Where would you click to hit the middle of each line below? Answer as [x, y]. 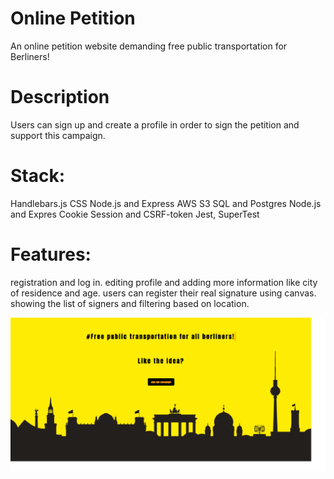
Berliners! [30, 56]
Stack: [38, 176]
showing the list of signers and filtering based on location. [130, 303]
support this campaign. [58, 135]
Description [60, 97]
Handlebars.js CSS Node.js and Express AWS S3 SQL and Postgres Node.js [166, 203]
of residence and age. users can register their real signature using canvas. [163, 293]
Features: [51, 254]
